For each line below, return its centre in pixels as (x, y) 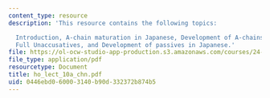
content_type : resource (48, 16)
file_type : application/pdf (55, 60)
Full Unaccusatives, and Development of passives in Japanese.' (125, 45)
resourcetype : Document (48, 67)
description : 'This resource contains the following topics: (113, 23)
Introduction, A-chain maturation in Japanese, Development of (123, 37)
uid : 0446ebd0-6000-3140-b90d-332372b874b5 (82, 82)
